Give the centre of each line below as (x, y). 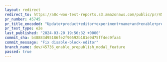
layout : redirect (23, 10)
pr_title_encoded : (24, 24)
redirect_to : (18, 14)
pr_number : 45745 (23, 19)
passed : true (18, 51)
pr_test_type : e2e (24, 28)
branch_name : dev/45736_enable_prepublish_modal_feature (65, 47)
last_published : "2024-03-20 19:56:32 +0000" (53, 33)
